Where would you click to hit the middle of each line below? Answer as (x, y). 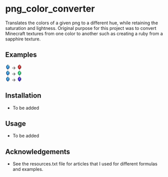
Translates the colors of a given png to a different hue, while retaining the (82, 23)
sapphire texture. (23, 39)
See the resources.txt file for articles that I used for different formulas (85, 164)
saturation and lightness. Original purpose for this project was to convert (81, 28)
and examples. (28, 169)
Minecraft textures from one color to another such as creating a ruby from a (84, 33)
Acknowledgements (38, 151)
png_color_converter (50, 9)
